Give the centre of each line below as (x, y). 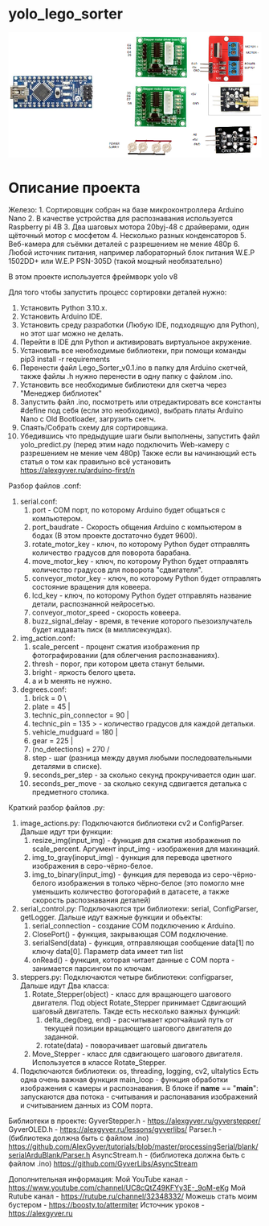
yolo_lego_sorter (65, 14)
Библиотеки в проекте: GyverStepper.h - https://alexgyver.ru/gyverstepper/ (134, 1121)
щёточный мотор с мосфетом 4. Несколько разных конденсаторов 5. (127, 236)
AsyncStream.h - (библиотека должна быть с (169, 1155)
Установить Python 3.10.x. (63, 308)
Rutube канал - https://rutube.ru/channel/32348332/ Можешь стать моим (133, 1196)
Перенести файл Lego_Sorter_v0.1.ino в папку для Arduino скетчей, (134, 368)
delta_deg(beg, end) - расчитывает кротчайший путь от (139, 1020)
